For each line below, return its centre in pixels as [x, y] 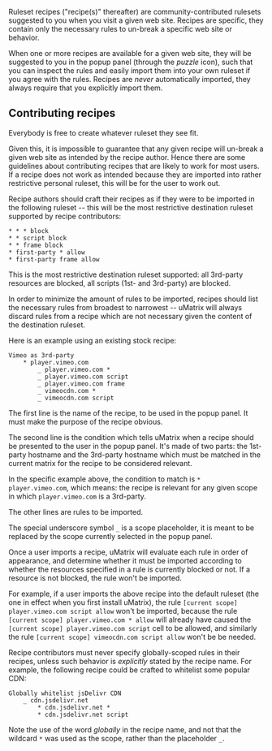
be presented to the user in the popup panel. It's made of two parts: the [128, 446]
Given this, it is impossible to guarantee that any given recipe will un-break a [136, 149]
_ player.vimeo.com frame [82, 384]
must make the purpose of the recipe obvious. [86, 421]
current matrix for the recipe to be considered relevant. [100, 463]
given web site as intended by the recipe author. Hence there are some [127, 157]
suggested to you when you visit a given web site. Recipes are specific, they [136, 20]
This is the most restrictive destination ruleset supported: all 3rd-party [126, 274]
